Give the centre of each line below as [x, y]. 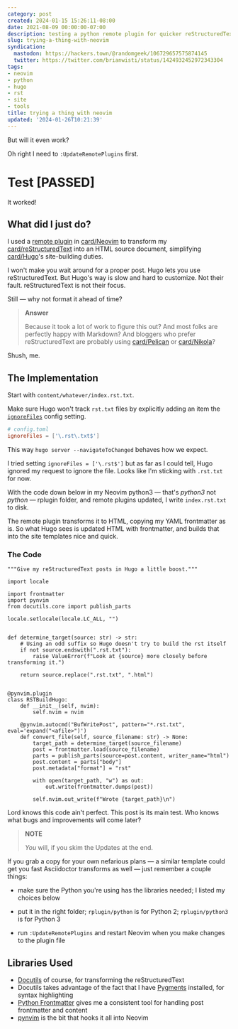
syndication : [27, 47]
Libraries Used [40, 963]
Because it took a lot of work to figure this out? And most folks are [121, 327]
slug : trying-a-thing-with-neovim [58, 41]
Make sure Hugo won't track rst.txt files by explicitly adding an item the [114, 409]
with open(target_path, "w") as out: [88, 781]
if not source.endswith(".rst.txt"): [76, 650]
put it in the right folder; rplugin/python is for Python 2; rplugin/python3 [123, 912]
